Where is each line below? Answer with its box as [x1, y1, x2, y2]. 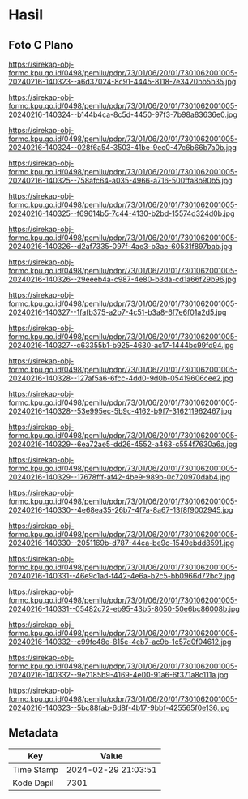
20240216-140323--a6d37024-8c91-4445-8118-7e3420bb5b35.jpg [8, 77, 237, 86]
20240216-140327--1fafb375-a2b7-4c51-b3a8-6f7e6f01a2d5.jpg [8, 307, 227, 317]
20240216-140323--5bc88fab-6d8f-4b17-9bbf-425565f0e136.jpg [8, 703, 230, 712]
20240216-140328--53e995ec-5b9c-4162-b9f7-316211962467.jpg [8, 406, 233, 415]
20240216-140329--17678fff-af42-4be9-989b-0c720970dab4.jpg [8, 472, 231, 482]
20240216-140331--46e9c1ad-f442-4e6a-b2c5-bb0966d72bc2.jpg [8, 571, 236, 581]
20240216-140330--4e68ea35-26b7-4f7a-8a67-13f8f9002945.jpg [8, 505, 233, 514]
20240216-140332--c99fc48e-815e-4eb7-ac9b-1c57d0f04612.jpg [8, 637, 232, 647]
